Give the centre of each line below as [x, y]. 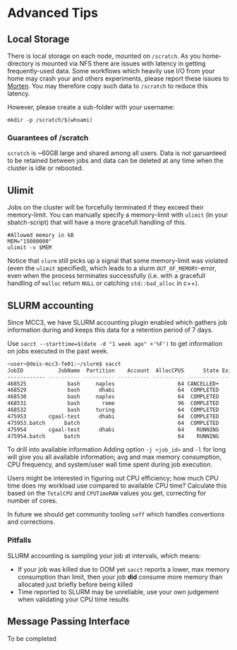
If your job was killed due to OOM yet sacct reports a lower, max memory [123, 569]
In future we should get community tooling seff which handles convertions [116, 514]
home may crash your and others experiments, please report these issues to [118, 78]
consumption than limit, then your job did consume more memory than [120, 577]
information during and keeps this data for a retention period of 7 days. [110, 330]
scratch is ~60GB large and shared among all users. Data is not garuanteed [117, 153]
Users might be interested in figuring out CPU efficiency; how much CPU [113, 479]
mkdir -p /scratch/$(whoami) [50, 120]
